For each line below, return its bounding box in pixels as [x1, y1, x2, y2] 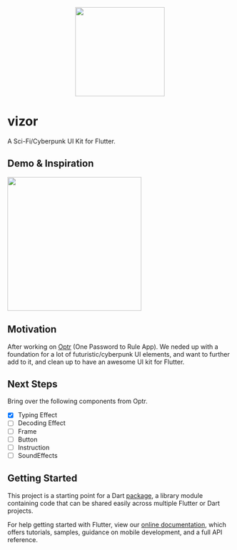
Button [17, 435, 38, 444]
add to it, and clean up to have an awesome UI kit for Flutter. [7, 357, 185, 366]
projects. [7, 506, 34, 515]
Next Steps [7, 378, 58, 390]
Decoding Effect [17, 419, 66, 427]
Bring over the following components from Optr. [7, 397, 148, 406]
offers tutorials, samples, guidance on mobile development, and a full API [7, 528, 223, 536]
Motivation [7, 323, 57, 335]
